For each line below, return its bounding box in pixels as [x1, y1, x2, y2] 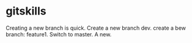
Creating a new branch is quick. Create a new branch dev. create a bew [6, 24, 186, 31]
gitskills [6, 4, 46, 18]
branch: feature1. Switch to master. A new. [6, 30, 112, 38]
